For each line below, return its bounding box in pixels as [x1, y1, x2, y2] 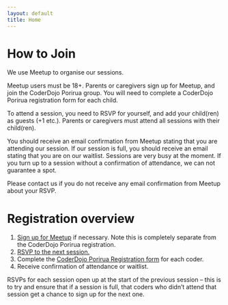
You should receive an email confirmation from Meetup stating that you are [7, 137, 218, 146]
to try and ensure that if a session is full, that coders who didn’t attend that [7, 283, 217, 291]
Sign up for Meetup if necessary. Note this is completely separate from [16, 233, 217, 241]
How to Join [7, 46, 76, 62]
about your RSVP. [7, 187, 57, 195]
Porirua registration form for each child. [7, 96, 118, 105]
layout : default [7, 10, 53, 17]
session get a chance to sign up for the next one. [7, 290, 145, 298]
